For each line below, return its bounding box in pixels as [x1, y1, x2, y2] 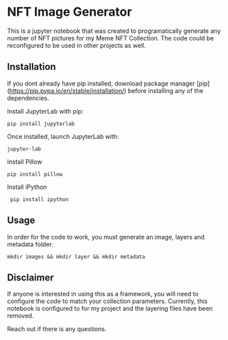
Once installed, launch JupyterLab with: [7, 132, 119, 140]
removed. [7, 312, 34, 320]
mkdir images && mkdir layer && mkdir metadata [7, 253, 146, 260]
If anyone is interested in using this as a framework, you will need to [7, 290, 199, 298]
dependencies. [7, 94, 49, 102]
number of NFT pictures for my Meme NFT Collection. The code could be [7, 34, 214, 42]
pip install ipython [10, 196, 69, 202]
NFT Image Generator [7, 4, 132, 20]
